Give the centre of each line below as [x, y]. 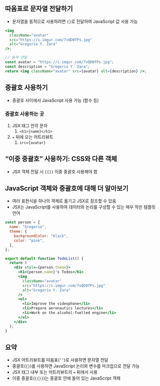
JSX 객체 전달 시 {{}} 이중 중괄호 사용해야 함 [55, 172]
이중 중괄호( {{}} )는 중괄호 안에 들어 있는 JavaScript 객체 [66, 378]
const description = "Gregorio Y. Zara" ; [48, 67]
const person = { [23, 222]
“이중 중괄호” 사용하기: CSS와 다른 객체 [61, 159]
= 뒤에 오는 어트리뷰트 [33, 137]
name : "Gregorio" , [28, 227]
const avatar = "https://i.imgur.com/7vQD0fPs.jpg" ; [60, 62]
